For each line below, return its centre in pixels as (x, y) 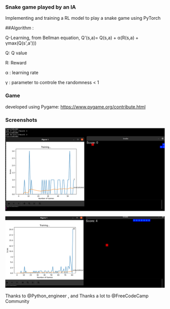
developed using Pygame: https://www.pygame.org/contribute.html (75, 107)
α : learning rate (22, 73)
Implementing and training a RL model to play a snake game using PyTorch (83, 18)
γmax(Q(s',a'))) (21, 43)
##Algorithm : (19, 28)
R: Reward (16, 63)
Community (17, 301)
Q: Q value (16, 53)
